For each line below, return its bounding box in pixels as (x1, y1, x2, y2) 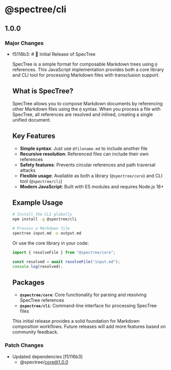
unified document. (12, 116, 51, 123)
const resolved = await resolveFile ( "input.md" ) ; (12, 259, 121, 264)
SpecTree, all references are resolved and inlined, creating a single (12, 111, 153, 118)
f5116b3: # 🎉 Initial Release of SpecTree (12, 51, 96, 57)
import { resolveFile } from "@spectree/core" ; (12, 250, 116, 255)
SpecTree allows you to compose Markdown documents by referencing (12, 100, 163, 106)
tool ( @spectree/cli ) (19, 178, 62, 184)
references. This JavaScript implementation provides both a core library (12, 66, 164, 72)
